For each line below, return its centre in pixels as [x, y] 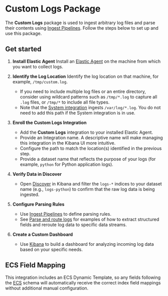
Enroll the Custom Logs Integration [49, 122]
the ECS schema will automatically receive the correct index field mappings [83, 282]
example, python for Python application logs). [67, 164]
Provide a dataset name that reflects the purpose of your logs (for [88, 159]
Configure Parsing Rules [38, 204]
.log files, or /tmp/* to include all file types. [65, 102]
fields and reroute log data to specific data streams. [73, 225]
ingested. [30, 194]
